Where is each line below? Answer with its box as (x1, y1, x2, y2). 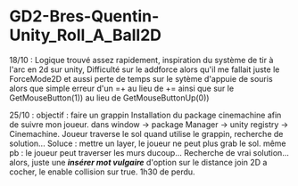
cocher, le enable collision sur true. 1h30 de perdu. (9, 166, 195, 177)
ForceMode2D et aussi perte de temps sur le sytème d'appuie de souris (9, 73, 274, 84)
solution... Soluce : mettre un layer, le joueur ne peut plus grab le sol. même (9, 138, 287, 149)
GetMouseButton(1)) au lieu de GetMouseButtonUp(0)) (9, 92, 210, 103)
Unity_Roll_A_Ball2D (9, 25, 162, 45)
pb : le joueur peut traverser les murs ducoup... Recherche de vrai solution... (9, 147, 290, 158)
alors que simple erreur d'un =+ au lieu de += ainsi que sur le (9, 83, 235, 93)
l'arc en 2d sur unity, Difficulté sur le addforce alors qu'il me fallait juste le (9, 64, 280, 75)
